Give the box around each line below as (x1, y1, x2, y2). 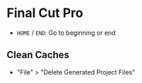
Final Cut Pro (6, 5, 83, 21)
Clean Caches (6, 49, 70, 61)
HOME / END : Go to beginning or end (16, 28, 116, 37)
